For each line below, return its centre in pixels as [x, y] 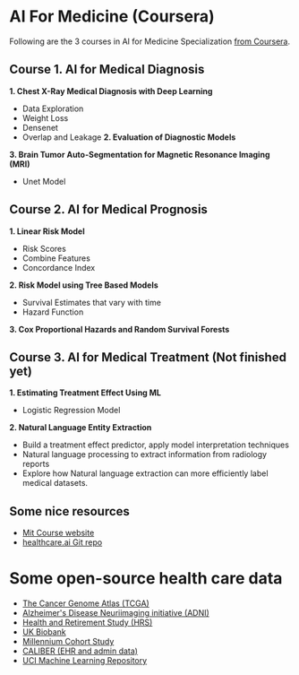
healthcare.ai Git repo [62, 542]
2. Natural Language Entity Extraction [81, 428]
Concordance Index [59, 267]
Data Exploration [53, 108]
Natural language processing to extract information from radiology [144, 454]
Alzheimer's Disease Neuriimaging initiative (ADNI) [116, 613]
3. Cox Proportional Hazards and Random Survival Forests [120, 329]
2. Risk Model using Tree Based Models [84, 285]
